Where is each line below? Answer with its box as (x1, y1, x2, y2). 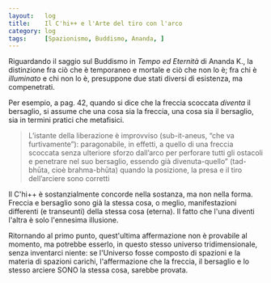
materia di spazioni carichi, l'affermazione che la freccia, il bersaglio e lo (8, 256, 249, 267)
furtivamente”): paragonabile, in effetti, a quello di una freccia (28, 139, 234, 150)
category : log (8, 27, 57, 35)
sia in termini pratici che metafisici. (8, 115, 125, 125)
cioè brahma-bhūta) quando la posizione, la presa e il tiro (51, 165, 243, 175)
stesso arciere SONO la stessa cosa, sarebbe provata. (8, 265, 188, 275)
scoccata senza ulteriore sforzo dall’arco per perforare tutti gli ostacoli (28, 148, 263, 158)
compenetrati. (8, 82, 55, 92)
